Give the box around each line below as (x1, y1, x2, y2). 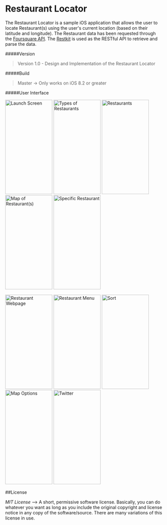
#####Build (5, 70, 30, 76)
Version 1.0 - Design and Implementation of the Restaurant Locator (17, 60, 155, 66)
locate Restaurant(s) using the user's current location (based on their (5, 25, 148, 31)
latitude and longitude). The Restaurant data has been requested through (5, 30, 156, 36)
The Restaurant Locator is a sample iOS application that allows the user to (5, 20, 158, 26)
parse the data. (5, 41, 37, 47)
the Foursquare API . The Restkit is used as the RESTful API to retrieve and (5, 36, 158, 42)
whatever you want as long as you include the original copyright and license (5, 504, 162, 510)
